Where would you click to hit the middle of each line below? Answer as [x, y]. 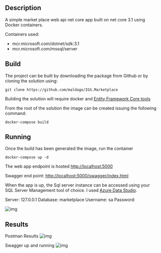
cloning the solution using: [32, 81]
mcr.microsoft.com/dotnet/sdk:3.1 [46, 44]
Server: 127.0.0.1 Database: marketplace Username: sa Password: [70, 200]
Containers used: [22, 34]
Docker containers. [24, 25]
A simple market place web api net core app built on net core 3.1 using [75, 19]
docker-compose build [27, 122]
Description [23, 8]
